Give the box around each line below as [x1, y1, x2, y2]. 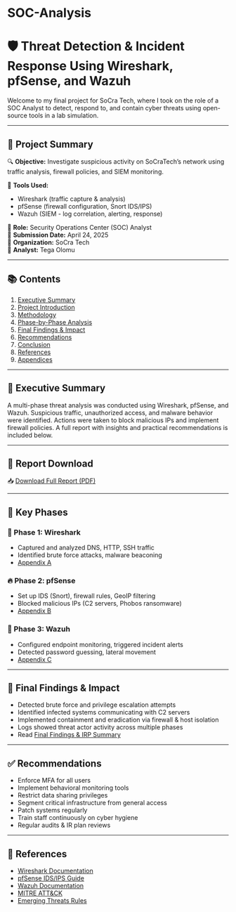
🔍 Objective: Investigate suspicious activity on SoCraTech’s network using [7, 157, 225, 166]
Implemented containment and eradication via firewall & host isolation [17, 715, 219, 724]
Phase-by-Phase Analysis [17, 318, 93, 326]
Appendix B [17, 606, 51, 615]
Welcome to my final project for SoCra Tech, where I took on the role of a [7, 96, 219, 105]
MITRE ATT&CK [17, 889, 63, 897]
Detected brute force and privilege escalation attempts [17, 701, 176, 709]
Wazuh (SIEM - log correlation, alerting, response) [17, 209, 163, 218]
